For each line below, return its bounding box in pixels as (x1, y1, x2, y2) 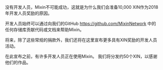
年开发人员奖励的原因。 (5, 10, 52, 16)
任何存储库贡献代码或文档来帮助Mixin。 (5, 27, 84, 33)
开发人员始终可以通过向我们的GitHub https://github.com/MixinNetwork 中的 (5, 21, 157, 26)
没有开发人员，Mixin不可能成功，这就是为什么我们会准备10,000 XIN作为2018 (5, 4, 159, 10)
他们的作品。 (5, 60, 31, 65)
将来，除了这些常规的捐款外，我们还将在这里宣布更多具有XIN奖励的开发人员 (5, 37, 157, 43)
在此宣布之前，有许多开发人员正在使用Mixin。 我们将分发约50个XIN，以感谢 (5, 53, 158, 59)
